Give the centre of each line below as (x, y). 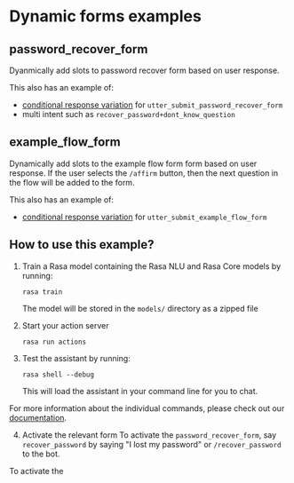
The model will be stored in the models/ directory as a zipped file (140, 308)
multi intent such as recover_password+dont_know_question (128, 114)
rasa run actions (54, 342)
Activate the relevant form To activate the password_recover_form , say (149, 435)
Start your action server (65, 325)
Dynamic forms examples (105, 16)
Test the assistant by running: (76, 358)
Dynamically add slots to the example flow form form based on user (133, 163)
